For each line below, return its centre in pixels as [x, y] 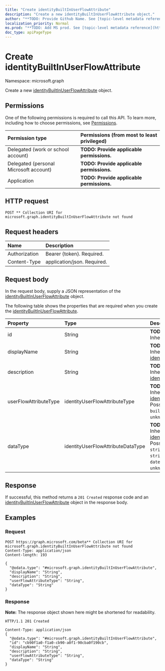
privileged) [94, 141]
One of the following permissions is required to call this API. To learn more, [81, 117]
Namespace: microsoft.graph [35, 81]
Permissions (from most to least [119, 135]
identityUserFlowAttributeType [100, 402]
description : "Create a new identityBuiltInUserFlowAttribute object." [80, 14]
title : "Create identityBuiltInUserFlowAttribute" [58, 10]
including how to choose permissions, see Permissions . [61, 123]
